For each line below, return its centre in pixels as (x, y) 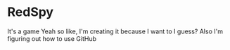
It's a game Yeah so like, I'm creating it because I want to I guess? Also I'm (115, 31)
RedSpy (31, 12)
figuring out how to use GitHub (52, 38)
